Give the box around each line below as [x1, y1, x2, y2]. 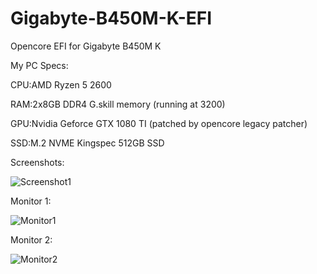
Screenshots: [10, 156, 65, 168]
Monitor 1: [10, 195, 52, 207]
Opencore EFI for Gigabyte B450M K [10, 40, 162, 52]
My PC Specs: [10, 59, 69, 71]
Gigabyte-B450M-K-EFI [10, 7, 213, 30]
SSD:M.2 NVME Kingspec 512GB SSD [10, 137, 165, 149]
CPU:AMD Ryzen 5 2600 [10, 78, 112, 91]
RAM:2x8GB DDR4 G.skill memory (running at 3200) [10, 98, 226, 110]
